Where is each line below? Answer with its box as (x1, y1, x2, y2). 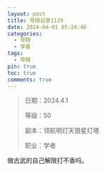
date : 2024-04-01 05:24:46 (7, 23, 87, 30)
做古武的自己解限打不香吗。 (7, 156, 88, 165)
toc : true (7, 69, 37, 76)
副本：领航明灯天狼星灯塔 (24, 126, 100, 135)
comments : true (7, 76, 52, 83)
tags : (7, 50, 23, 57)
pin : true (7, 63, 37, 70)
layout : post (7, 10, 46, 18)
